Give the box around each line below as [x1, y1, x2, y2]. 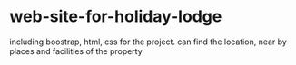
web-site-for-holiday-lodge [9, 6, 222, 27]
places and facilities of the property [9, 45, 143, 56]
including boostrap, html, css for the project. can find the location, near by [9, 36, 288, 47]
